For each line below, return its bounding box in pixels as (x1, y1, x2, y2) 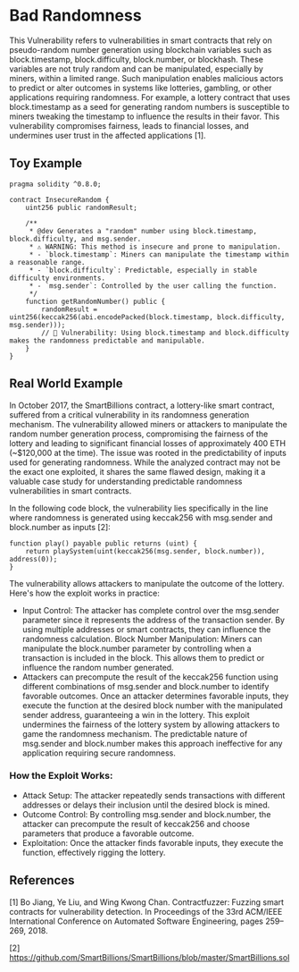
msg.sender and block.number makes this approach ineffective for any (21, 738, 283, 748)
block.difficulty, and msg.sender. (9, 234, 142, 243)
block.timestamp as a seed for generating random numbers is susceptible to (9, 101, 290, 112)
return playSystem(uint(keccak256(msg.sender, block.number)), (25, 546, 266, 555)
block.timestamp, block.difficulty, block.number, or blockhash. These (9, 54, 263, 64)
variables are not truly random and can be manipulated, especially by (9, 63, 263, 74)
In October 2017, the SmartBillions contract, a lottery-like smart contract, (9, 400, 275, 410)
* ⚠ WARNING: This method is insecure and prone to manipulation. (29, 242, 281, 251)
